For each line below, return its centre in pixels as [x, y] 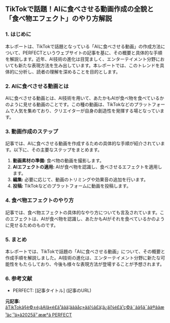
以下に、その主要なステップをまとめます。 [58, 150]
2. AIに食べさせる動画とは [37, 86]
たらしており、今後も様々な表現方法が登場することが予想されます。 [94, 264]
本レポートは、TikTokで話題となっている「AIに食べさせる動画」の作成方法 [83, 46]
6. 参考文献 [19, 278]
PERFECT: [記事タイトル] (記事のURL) [52, 291]
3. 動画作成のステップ [32, 131]
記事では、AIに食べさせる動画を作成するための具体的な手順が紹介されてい [83, 143]
